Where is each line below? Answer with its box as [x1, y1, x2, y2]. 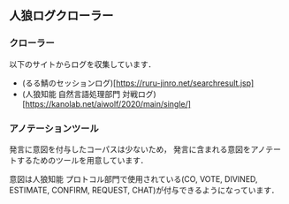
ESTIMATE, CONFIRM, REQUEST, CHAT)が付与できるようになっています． [9, 185, 279, 195]
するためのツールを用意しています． [16, 155, 148, 165]
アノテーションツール [9, 122, 99, 134]
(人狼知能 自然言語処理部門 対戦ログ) [21, 88, 156, 99]
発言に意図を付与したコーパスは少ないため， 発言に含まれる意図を [9, 144, 252, 155]
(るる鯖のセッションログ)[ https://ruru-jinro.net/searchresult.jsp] [21, 78, 255, 88]
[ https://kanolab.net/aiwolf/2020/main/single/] [21, 98, 192, 109]
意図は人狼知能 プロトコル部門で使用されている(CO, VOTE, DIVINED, [9, 173, 258, 184]
